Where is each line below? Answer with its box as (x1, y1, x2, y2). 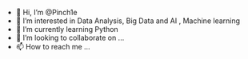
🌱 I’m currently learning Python (15, 25, 118, 33)
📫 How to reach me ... (15, 42, 90, 51)
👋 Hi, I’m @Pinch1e (15, 8, 78, 17)
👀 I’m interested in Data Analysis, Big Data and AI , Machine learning (15, 16, 241, 26)
